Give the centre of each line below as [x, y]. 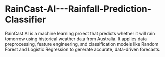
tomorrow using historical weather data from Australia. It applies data [76, 39]
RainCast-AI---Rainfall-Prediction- [78, 9]
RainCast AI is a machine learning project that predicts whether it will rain [80, 33]
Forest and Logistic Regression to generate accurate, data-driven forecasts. [83, 49]
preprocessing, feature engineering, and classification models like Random [82, 44]
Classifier [26, 20]
